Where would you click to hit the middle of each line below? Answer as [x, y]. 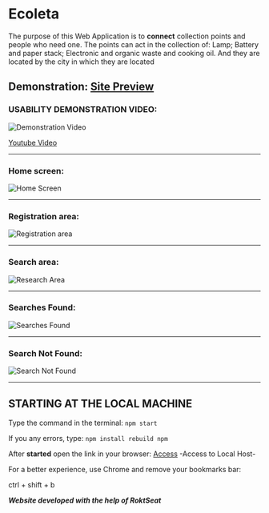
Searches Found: [42, 307]
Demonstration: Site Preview [81, 87]
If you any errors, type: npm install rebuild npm [88, 438]
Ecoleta [34, 14]
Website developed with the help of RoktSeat [85, 500]
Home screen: [36, 170]
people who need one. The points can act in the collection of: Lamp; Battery [133, 44]
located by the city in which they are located [81, 62]
